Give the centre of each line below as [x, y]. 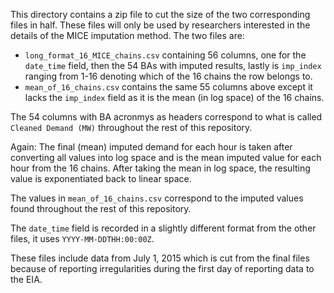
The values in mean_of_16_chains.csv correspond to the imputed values [157, 198]
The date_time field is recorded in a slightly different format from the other [163, 228]
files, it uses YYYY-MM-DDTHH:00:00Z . [82, 238]
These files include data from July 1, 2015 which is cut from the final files [160, 258]
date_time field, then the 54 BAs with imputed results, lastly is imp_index [173, 65]
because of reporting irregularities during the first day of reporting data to [162, 268]
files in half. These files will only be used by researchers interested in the [160, 25]
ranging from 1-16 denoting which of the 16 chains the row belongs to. [168, 76]
